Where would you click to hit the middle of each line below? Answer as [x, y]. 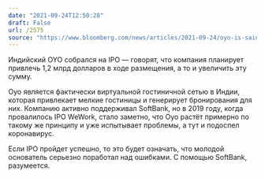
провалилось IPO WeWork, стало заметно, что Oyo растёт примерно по [129, 117]
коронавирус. [31, 134]
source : [21, 37]
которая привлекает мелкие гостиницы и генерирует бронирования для [130, 100]
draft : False [30, 23]
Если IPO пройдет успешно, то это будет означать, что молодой [116, 149]
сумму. [21, 76]
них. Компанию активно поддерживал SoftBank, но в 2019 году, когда [126, 109]
